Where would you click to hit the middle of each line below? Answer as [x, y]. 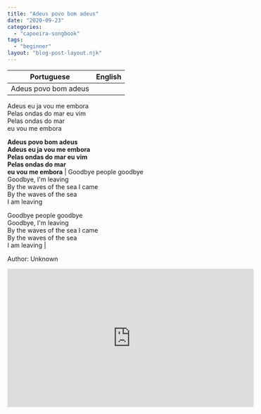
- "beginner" [33, 46]
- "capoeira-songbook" [47, 33]
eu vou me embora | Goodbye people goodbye [76, 172]
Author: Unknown [33, 259]
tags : [15, 40]
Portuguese [50, 77]
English [109, 77]
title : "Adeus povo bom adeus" [53, 14]
